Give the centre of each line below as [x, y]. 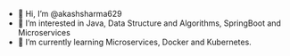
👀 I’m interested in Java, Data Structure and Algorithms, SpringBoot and [149, 23]
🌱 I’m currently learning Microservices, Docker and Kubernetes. [134, 42]
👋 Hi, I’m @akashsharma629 [70, 14]
